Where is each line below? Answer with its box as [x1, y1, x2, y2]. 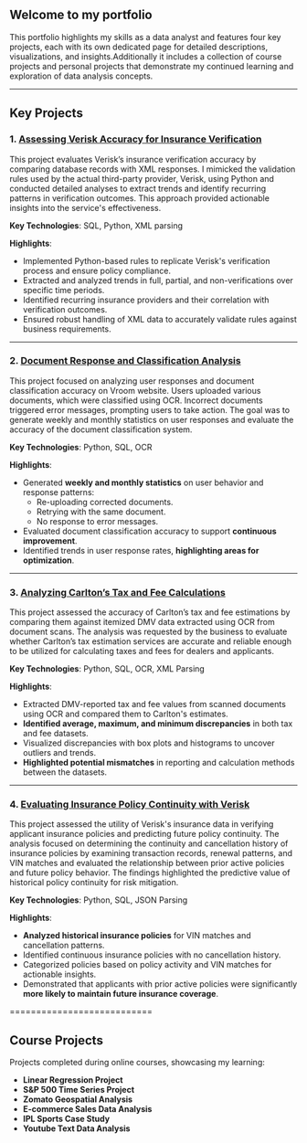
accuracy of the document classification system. [9, 424, 193, 435]
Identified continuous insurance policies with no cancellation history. [22, 949, 281, 960]
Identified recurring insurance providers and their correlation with [22, 294, 270, 305]
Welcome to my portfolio [9, 7, 153, 23]
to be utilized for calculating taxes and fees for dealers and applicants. [9, 646, 274, 657]
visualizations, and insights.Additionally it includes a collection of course [9, 50, 282, 62]
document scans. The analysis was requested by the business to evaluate [9, 626, 288, 638]
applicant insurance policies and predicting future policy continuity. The [9, 829, 281, 840]
